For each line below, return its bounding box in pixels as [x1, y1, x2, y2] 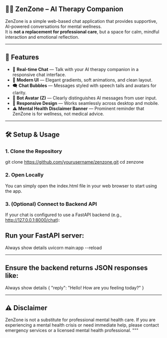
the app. [5, 188, 22, 194]
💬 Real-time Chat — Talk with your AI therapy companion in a [12, 66, 139, 72]
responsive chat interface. [12, 72, 66, 78]
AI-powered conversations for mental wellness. [5, 23, 102, 29]
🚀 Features [5, 53, 39, 62]
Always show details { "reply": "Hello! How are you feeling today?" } [5, 284, 144, 291]
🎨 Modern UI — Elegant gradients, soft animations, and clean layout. [12, 77, 153, 83]
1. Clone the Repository [5, 148, 62, 155]
